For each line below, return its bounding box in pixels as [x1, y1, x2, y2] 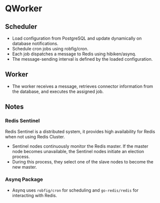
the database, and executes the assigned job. [12, 89, 104, 94]
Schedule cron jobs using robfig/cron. [12, 46, 89, 51]
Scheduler [5, 23, 38, 31]
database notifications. [12, 41, 59, 46]
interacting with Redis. [12, 192, 57, 198]
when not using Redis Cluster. [5, 134, 65, 139]
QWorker [5, 3, 42, 14]
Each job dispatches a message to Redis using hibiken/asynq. [12, 51, 137, 57]
